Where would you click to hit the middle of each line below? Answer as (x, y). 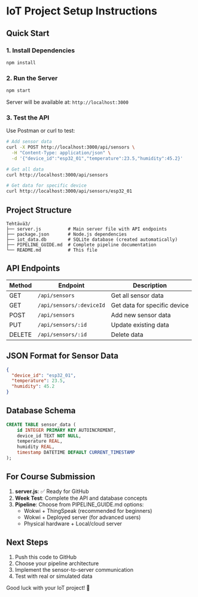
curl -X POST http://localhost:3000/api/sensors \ (71, 147)
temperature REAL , (40, 441)
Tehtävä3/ (19, 224)
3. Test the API (28, 117)
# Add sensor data (29, 142)
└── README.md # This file (52, 250)
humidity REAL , (36, 447)
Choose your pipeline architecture (57, 563)
